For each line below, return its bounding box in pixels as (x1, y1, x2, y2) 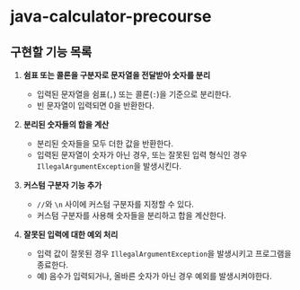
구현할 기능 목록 (10, 44, 93, 59)
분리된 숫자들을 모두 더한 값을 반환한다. (36, 138, 174, 149)
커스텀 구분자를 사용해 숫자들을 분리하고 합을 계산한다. (36, 210, 227, 221)
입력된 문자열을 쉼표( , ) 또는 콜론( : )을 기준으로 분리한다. (36, 89, 232, 100)
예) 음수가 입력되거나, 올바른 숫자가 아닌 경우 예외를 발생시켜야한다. (36, 271, 272, 281)
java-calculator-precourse (10, 6, 212, 27)
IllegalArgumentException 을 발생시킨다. (36, 161, 182, 171)
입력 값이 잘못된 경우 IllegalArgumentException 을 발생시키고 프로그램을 (36, 249, 292, 259)
